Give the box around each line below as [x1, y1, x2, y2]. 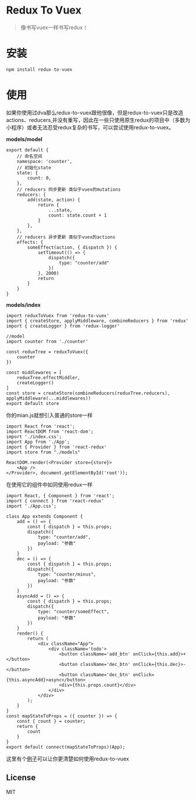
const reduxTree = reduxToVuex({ [6, 349, 89, 355]
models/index [6, 301, 41, 308]
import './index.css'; [6, 433, 62, 440]
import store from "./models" [6, 449, 81, 455]
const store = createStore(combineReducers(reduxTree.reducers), [6, 390, 170, 396]
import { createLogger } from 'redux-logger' [6, 323, 120, 329]
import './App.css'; [6, 503, 57, 509]
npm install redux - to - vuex [6, 66, 73, 73]
